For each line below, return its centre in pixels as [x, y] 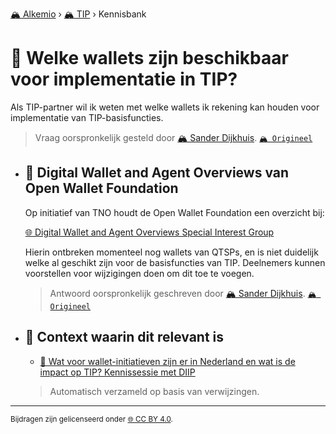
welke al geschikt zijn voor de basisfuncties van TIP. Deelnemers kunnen [175, 262]
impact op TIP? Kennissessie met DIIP [117, 372]
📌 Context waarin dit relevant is [124, 337]
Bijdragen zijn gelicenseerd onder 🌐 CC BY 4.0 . [91, 419]
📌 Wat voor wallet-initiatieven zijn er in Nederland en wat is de [167, 361]
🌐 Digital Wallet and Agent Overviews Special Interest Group [149, 232]
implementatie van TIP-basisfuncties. [87, 117]
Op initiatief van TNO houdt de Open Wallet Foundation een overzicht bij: [174, 212]
